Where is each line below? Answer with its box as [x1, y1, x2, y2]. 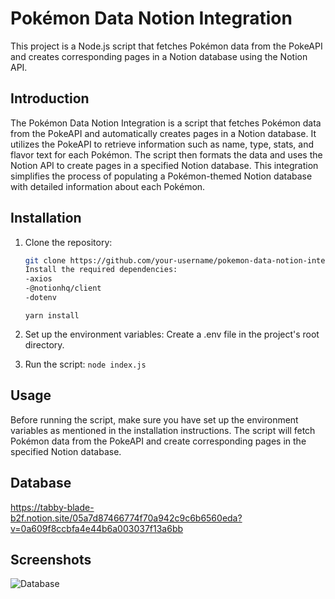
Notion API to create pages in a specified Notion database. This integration [10, 159, 319, 171]
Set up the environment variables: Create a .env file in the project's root [24, 328, 320, 340]
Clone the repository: [24, 236, 113, 248]
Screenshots [10, 551, 92, 568]
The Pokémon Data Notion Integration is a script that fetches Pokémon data [10, 117, 322, 129]
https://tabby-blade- [10, 501, 95, 513]
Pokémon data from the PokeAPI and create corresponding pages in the [10, 435, 307, 447]
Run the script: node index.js [24, 358, 147, 370]
